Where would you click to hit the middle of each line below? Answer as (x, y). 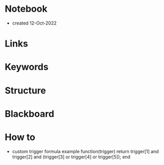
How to (20, 137)
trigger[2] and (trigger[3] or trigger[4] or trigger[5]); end (71, 157)
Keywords (27, 67)
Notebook (26, 9)
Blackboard (30, 114)
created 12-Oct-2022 (34, 23)
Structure (25, 90)
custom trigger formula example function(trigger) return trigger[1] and (85, 151)
